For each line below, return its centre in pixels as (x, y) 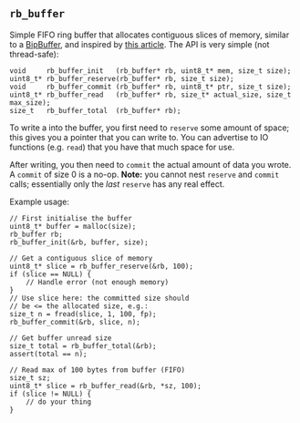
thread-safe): (34, 54)
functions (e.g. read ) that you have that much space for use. (122, 147)
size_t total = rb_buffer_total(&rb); (83, 346)
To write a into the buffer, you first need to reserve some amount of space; (150, 128)
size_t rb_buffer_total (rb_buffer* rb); (95, 110)
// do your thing (59, 402)
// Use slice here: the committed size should (99, 298)
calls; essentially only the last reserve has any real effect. (117, 184)
